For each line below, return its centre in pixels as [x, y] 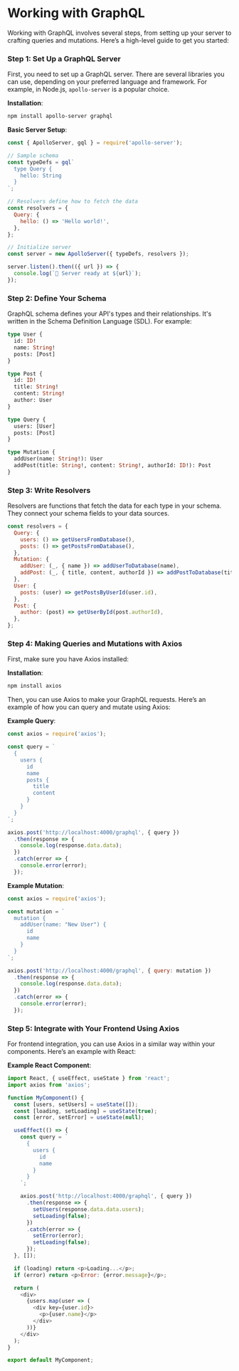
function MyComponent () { [46, 1098]
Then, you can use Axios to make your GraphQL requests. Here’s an [107, 700]
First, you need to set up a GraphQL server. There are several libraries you [116, 74]
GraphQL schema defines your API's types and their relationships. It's [110, 314]
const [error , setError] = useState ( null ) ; [79, 1118]
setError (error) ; [58, 1236]
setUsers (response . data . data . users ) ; [89, 1209]
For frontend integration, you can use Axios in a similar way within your [111, 1044]
